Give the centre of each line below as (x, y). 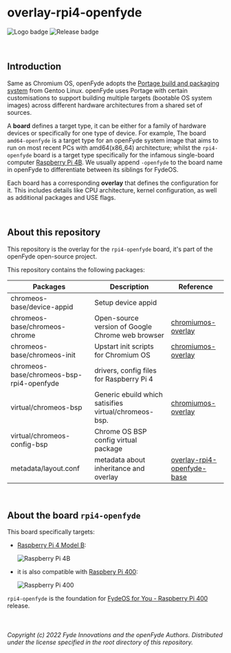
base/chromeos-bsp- (46, 375)
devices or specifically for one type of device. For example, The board (107, 133)
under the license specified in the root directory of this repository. (100, 642)
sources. (20, 112)
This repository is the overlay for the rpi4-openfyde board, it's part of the (110, 249)
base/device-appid (42, 307)
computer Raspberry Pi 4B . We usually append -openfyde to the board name (115, 162)
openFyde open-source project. (52, 256)
